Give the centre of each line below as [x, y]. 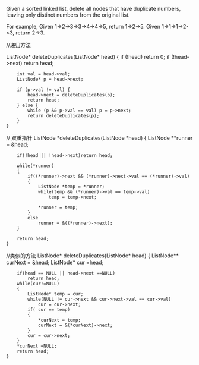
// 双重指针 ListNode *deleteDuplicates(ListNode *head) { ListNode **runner [99, 138]
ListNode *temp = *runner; [71, 187]
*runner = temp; [58, 207]
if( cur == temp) [49, 310]
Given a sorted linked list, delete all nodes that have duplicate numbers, [94, 9]
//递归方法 [19, 45]
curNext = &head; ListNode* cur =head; [55, 262]
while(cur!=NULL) [38, 284]
